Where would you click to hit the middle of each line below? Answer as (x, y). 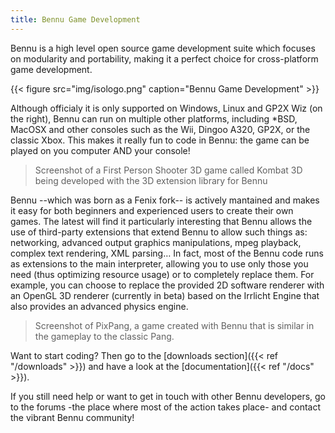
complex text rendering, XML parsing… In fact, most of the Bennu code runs (167, 253)
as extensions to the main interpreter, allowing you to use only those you (159, 263)
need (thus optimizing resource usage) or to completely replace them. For (162, 274)
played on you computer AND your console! (100, 150)
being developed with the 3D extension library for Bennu (151, 180)
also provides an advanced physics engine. (99, 306)
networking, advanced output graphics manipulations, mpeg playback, (156, 242)
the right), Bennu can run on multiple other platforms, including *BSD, (154, 118)
